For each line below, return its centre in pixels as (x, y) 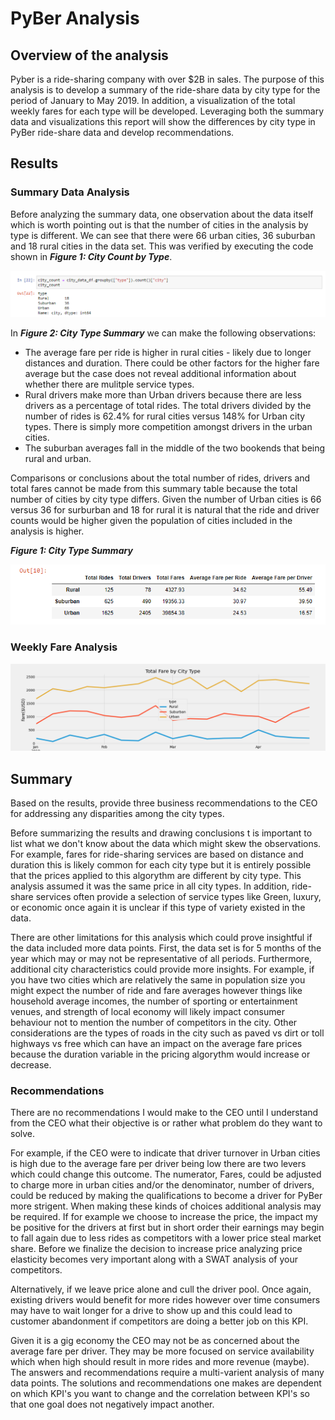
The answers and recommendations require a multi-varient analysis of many (167, 1373)
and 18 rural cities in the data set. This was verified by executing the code (162, 246)
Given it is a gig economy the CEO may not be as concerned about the (155, 1341)
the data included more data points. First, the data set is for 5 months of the (166, 948)
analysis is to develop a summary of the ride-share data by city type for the (165, 90)
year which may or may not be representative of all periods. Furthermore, (161, 959)
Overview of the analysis (89, 55)
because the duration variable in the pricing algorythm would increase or (160, 1054)
